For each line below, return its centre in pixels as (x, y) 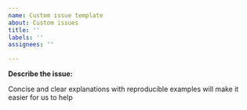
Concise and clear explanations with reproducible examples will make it (123, 89)
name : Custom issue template (56, 15)
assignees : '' (31, 45)
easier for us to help (40, 97)
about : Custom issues (44, 23)
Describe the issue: (40, 74)
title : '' (24, 30)
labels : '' (26, 37)
